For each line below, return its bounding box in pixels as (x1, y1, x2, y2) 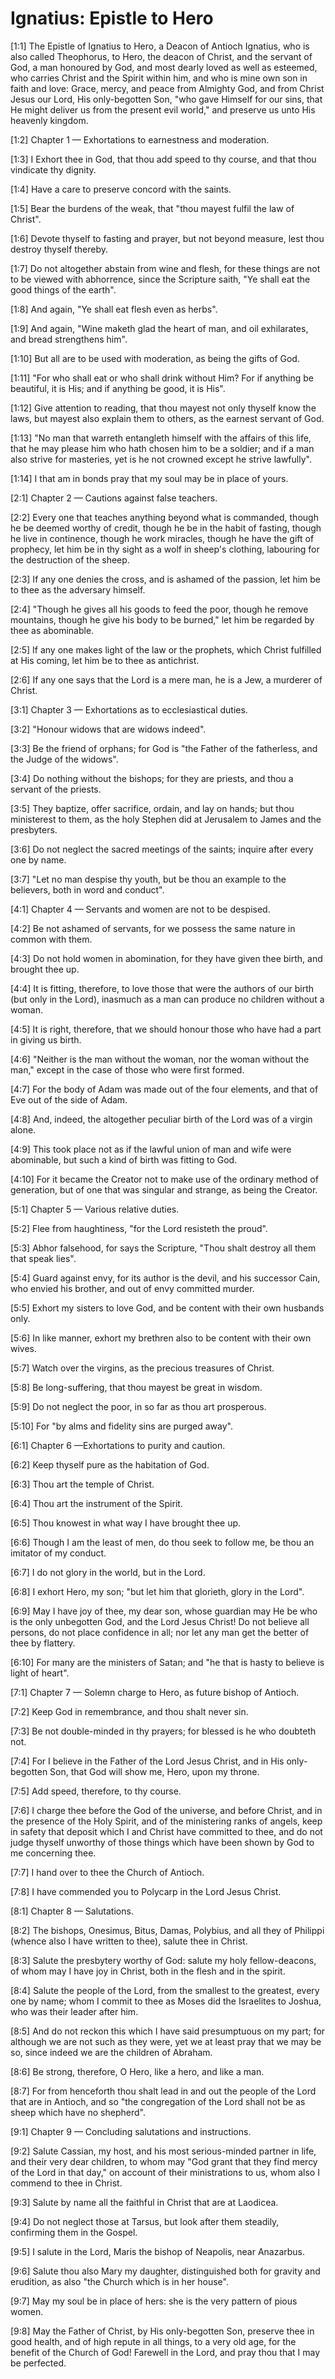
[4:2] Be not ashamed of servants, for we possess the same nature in (10, 922, 296, 934)
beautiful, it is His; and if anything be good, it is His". (10, 382, 226, 394)
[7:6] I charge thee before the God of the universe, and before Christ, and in (10, 1804, 323, 1816)
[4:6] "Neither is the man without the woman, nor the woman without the (10, 1053, 310, 1065)
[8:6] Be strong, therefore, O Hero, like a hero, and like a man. (10, 2065, 265, 2077)
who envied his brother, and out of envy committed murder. (10, 1282, 255, 1294)
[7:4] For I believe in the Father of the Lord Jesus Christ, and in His (10, 1755, 285, 1767)
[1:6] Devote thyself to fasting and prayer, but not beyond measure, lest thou (10, 232, 325, 244)
